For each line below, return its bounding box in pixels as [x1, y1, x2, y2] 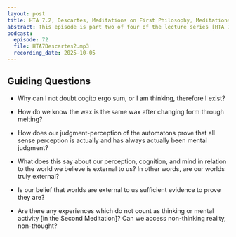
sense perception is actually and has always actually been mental [17, 136, 207, 144]
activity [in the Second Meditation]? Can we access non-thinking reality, [17, 214, 226, 222]
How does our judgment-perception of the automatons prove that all [17, 128, 216, 137]
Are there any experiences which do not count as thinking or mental [17, 206, 214, 215]
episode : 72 [13, 36, 49, 43]
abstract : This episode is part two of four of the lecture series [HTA [7, 23, 225, 30]
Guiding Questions [7, 75, 91, 88]
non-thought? [17, 222, 58, 230]
